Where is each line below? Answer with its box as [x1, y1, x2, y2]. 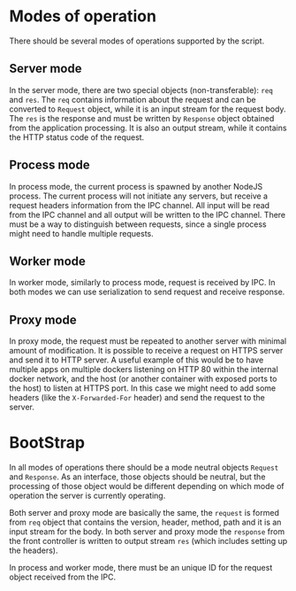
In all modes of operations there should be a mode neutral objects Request [9, 463, 279, 473]
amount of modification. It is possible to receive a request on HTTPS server [9, 346, 284, 356]
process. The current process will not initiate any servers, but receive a [9, 191, 268, 201]
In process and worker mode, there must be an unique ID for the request [9, 563, 273, 573]
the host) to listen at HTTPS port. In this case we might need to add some [9, 383, 277, 393]
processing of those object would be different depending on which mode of [9, 481, 285, 492]
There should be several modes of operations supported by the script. [9, 35, 265, 46]
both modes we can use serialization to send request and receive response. [9, 286, 285, 298]
